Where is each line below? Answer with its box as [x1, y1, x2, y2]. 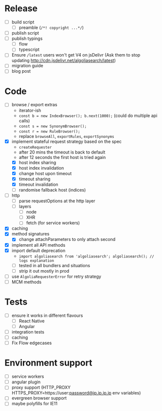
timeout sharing [18, 176, 51, 182]
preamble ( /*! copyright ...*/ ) [18, 25, 84, 30]
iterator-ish [18, 107, 41, 113]
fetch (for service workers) [26, 220, 80, 226]
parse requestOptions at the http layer [18, 198, 95, 204]
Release [4, 3, 37, 14]
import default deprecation [11, 247, 66, 254]
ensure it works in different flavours [11, 313, 83, 318]
